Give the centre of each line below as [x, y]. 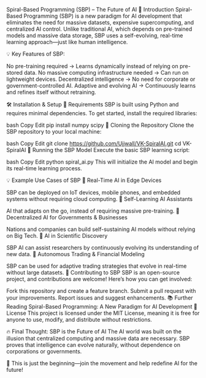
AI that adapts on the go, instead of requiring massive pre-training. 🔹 [93, 211]
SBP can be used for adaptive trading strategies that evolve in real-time [97, 266]
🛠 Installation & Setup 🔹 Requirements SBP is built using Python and [93, 104]
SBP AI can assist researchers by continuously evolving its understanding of [103, 248]
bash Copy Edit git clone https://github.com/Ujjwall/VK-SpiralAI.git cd [94, 143]
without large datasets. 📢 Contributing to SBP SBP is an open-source [93, 272]
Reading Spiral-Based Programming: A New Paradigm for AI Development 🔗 [102, 307]
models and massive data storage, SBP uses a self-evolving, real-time [95, 36]
